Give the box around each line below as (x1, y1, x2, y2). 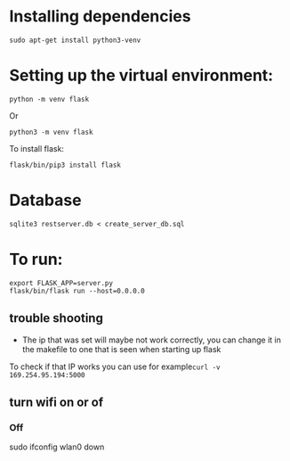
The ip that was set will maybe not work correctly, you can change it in (21, 334, 282, 345)
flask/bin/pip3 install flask (9, 161, 122, 169)
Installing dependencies (9, 6, 191, 27)
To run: (9, 250, 63, 269)
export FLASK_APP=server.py (9, 278, 114, 287)
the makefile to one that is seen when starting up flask (21, 343, 222, 354)
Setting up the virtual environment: (9, 65, 274, 86)
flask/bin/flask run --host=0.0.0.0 (9, 286, 145, 295)
